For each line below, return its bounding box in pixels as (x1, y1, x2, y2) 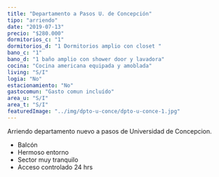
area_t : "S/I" (7, 101, 49, 108)
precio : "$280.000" (7, 29, 65, 37)
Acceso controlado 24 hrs (17, 162, 93, 171)
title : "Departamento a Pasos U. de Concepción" (7, 10, 152, 17)
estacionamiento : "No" (7, 82, 74, 89)
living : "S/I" (7, 69, 49, 76)
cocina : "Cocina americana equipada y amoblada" (7, 62, 152, 69)
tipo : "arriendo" (7, 17, 58, 24)
